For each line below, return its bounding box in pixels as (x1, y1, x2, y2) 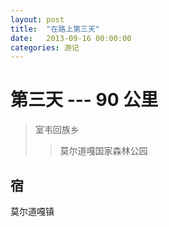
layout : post (10, 14, 65, 25)
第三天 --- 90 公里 (10, 89, 159, 111)
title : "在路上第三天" (10, 24, 100, 34)
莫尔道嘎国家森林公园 (59, 145, 148, 157)
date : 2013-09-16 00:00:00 (10, 33, 132, 43)
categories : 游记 (10, 42, 80, 53)
